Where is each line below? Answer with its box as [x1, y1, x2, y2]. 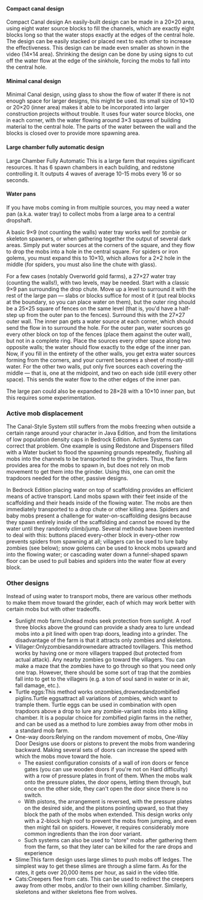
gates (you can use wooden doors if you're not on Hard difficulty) [24, 766, 188, 773]
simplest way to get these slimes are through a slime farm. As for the [15, 862, 187, 870]
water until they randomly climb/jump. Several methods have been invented [6, 525, 195, 533]
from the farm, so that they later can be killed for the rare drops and [24, 843, 193, 850]
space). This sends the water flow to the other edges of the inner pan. [6, 375, 181, 383]
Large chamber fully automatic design [6, 143, 104, 151]
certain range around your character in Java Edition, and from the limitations [6, 429, 197, 437]
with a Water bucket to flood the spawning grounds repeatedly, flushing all [6, 449, 193, 456]
